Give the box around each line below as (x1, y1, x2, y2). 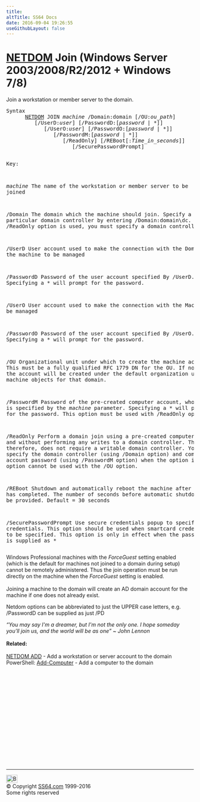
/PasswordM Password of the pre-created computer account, (6, 399, 183, 406)
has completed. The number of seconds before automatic (6, 491, 173, 498)
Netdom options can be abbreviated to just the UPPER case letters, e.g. (6, 603, 181, 611)
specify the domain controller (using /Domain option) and (6, 451, 183, 458)
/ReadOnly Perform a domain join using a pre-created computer (6, 433, 195, 440)
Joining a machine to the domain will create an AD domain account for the (6, 585, 188, 593)
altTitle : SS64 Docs (6, 14, 58, 20)
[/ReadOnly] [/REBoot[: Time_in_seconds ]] (62, 138, 186, 144)
